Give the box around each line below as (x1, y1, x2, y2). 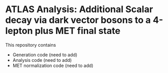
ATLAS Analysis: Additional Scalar (5, 4, 153, 15)
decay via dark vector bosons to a (5, 14, 151, 26)
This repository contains (5, 42, 56, 48)
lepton (5, 25, 33, 36)
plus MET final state (35, 25, 121, 36)
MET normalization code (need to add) (12, 62, 94, 68)
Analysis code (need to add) (12, 57, 72, 63)
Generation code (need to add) (12, 52, 78, 58)
